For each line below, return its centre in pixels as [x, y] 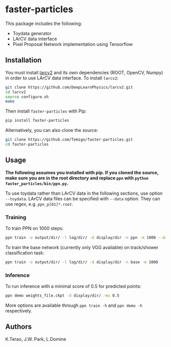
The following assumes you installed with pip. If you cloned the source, [82, 172]
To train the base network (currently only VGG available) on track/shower [82, 247]
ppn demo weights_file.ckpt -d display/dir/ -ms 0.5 [62, 296]
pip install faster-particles [37, 121]
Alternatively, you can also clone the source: [52, 130]
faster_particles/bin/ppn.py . [37, 183]
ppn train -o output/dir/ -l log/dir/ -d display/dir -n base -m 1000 [82, 262]
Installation [23, 60]
